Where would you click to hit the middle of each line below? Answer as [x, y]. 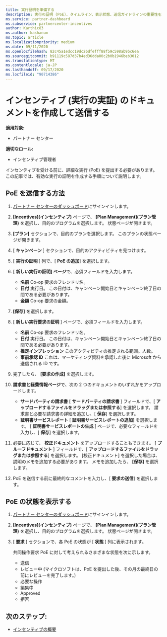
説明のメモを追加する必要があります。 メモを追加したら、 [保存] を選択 [85, 461]
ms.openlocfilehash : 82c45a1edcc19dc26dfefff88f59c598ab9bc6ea [72, 51]
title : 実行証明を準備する [30, 10]
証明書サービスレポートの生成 [63, 426]
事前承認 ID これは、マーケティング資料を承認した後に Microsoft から [91, 357]
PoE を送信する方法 [35, 194]
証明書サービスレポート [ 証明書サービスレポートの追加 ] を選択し [86, 420]
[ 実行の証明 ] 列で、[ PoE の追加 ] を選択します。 [62, 261]
